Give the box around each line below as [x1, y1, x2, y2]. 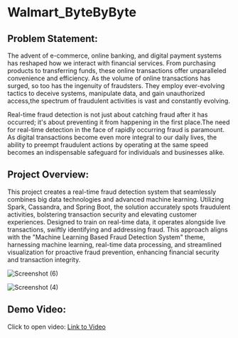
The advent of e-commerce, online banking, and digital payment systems [7, 51, 222, 60]
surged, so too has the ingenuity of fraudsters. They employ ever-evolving [7, 82, 225, 89]
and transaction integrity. [7, 255, 81, 263]
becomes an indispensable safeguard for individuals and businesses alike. [7, 148, 225, 156]
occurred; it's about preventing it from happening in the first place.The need [7, 118, 230, 126]
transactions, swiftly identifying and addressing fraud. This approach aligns [7, 225, 229, 234]
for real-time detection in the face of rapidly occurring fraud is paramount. [7, 126, 225, 133]
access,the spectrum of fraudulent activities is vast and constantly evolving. [7, 97, 231, 105]
